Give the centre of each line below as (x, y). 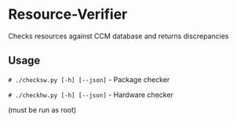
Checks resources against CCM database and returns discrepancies (118, 36)
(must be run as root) (42, 109)
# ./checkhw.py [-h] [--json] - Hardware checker (91, 95)
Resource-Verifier (68, 14)
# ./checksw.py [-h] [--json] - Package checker (89, 79)
